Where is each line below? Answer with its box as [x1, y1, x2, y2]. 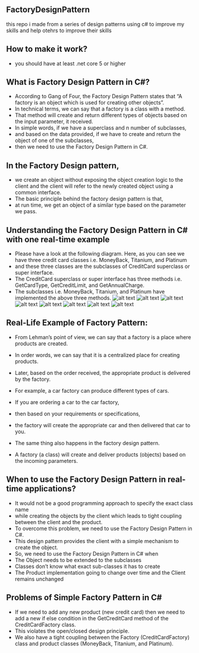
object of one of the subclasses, [14, 137, 94, 144]
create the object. [14, 544, 58, 551]
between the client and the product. [14, 518, 103, 525]
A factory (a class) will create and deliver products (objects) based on [14, 451, 186, 458]
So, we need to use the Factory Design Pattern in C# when [14, 550, 159, 557]
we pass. [14, 208, 37, 215]
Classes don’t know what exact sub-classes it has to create [14, 563, 160, 570]
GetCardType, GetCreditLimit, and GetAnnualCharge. [14, 282, 144, 289]
